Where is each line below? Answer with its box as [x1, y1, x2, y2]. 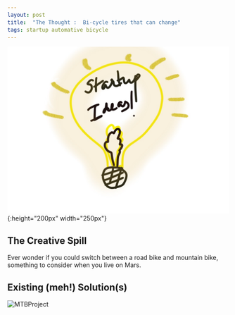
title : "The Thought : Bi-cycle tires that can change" [7, 18, 181, 26]
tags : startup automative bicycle [7, 26, 109, 33]
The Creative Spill [7, 235, 87, 247]
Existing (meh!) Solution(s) [7, 281, 128, 293]
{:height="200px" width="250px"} [7, 214, 107, 223]
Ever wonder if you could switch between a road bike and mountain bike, [7, 254, 219, 262]
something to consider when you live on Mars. [7, 261, 142, 269]
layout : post [7, 11, 46, 18]
